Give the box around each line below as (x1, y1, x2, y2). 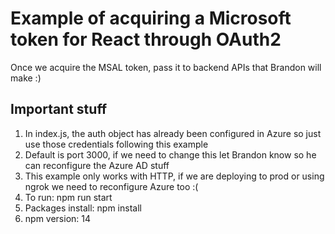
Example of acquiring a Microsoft (10, 7, 292, 30)
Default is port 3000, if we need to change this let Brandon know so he (24, 148, 317, 161)
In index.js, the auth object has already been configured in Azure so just (24, 127, 322, 139)
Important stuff (10, 101, 108, 118)
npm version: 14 (24, 212, 92, 224)
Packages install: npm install (24, 202, 142, 214)
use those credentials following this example (24, 138, 209, 150)
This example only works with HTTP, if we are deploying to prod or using (24, 170, 325, 182)
